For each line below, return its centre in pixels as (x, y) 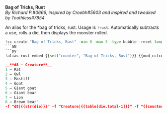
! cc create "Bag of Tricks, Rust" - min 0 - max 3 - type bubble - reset (79, 42)
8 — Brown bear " (22, 102)
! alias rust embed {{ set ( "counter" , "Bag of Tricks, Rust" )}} (71, 56)
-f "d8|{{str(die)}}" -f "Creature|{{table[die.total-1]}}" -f (72, 107)
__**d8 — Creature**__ (29, 65)
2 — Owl (13, 74)
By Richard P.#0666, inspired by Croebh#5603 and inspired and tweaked (81, 12)
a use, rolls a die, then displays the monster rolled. (57, 33)
